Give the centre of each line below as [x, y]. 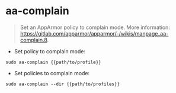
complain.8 [34, 40]
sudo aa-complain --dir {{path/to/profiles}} [63, 84]
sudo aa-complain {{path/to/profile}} [53, 62]
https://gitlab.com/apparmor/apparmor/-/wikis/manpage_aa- [94, 33]
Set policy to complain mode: [50, 51]
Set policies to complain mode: [52, 73]
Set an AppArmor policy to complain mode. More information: [95, 27]
